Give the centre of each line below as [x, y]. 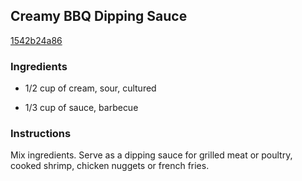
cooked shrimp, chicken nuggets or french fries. [110, 166]
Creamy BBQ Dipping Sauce [99, 16]
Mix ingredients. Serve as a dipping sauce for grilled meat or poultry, [151, 155]
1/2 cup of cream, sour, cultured [90, 88]
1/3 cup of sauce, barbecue [81, 108]
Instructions [41, 134]
